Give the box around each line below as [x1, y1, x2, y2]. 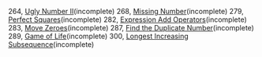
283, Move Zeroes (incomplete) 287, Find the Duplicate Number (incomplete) [8, 23, 255, 32]
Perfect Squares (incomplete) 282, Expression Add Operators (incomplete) [8, 15, 247, 24]
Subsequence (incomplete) [8, 40, 95, 49]
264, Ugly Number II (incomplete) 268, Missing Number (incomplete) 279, [8, 7, 245, 16]
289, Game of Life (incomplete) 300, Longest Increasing [8, 31, 189, 41]
